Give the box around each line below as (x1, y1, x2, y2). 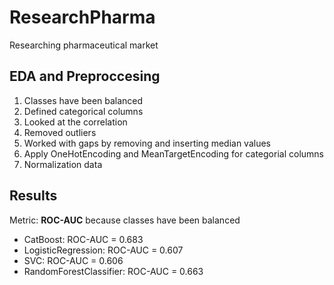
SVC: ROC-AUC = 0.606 (23, 254, 124, 266)
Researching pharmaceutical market (9, 39, 159, 51)
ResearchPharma (9, 6, 156, 29)
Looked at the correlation (23, 116, 128, 128)
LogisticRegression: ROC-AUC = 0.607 (23, 244, 184, 256)
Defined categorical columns (23, 105, 144, 117)
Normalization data (23, 158, 103, 170)
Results (9, 187, 58, 205)
